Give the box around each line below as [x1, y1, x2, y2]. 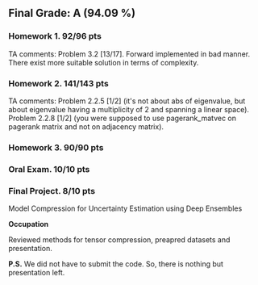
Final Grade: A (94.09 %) [8, 6, 136, 20]
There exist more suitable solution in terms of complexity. [8, 57, 199, 67]
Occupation [8, 220, 49, 229]
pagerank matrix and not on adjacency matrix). [8, 121, 164, 132]
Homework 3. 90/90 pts [8, 141, 104, 153]
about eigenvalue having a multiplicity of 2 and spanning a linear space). [8, 104, 250, 114]
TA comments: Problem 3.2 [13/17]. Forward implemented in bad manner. [8, 48, 251, 59]
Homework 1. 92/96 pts [8, 31, 102, 42]
